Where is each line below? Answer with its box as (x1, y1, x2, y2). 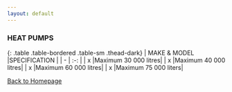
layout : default (7, 10, 54, 17)
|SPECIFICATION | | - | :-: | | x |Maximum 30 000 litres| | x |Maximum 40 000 (7, 56, 226, 64)
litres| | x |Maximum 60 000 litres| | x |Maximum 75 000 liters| (7, 63, 184, 71)
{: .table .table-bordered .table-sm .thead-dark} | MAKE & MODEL (7, 48, 195, 57)
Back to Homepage (7, 77, 62, 85)
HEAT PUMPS (7, 33, 54, 42)
